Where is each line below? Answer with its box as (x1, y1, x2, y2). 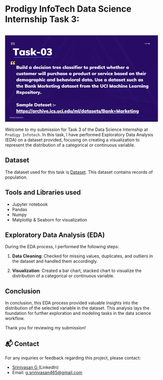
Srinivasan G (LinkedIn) (12, 364, 59, 370)
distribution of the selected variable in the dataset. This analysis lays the (5, 305, 149, 311)
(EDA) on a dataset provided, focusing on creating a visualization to (5, 137, 140, 143)
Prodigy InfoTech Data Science (5, 3, 132, 15)
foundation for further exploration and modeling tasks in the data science (5, 310, 151, 316)
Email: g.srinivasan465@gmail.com (12, 369, 82, 375)
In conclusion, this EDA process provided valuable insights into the (5, 300, 138, 306)
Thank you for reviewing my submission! (5, 325, 86, 331)
